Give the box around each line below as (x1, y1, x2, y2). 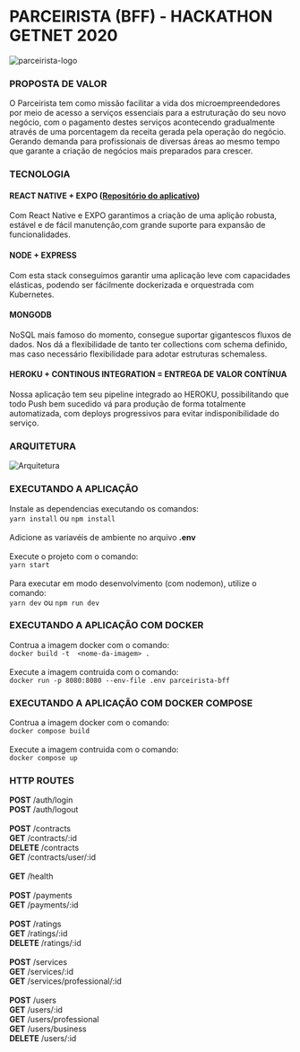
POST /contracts (9, 823, 72, 834)
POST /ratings (9, 918, 62, 930)
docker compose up (9, 754, 78, 763)
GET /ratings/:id (9, 928, 68, 939)
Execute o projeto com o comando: (9, 550, 139, 562)
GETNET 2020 (9, 25, 118, 46)
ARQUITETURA (9, 440, 76, 452)
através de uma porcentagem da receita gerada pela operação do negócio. (9, 127, 287, 137)
